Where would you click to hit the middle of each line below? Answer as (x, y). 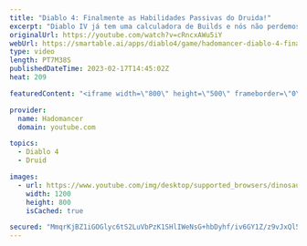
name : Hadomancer (51, 118)
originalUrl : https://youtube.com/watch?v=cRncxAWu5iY (116, 35)
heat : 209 (28, 77)
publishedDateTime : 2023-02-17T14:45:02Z (90, 69)
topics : (24, 143)
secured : (26, 227)
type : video (32, 52)
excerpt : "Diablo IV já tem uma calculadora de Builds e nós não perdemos (155, 26)
